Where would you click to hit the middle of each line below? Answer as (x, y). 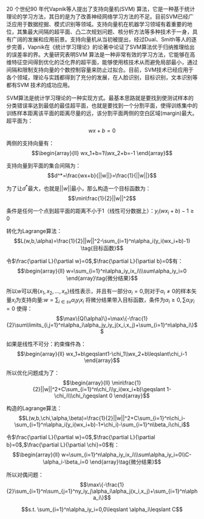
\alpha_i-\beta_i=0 (66, 462)
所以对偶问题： (25, 475)
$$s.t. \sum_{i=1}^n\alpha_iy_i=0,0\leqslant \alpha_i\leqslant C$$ (102, 509)
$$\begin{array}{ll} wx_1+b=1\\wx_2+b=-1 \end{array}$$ (102, 153)
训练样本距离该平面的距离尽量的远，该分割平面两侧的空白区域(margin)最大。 (102, 113)
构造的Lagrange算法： (34, 408)
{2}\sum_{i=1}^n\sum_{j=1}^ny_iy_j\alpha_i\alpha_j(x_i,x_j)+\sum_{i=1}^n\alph (102, 491)
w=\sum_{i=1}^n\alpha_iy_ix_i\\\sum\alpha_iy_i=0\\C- (127, 455)
